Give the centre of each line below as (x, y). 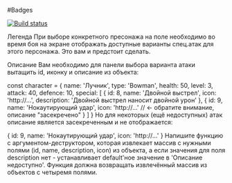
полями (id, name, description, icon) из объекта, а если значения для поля (116, 150)
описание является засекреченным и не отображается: (90, 122)
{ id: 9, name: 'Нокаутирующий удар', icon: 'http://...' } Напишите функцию (115, 135)
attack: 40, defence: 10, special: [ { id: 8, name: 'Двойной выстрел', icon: (112, 93)
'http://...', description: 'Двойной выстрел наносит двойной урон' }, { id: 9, (115, 100)
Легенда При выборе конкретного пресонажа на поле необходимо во (111, 37)
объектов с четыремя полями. (52, 172)
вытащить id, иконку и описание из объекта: (73, 72)
